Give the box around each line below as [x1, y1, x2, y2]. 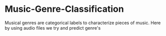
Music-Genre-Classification [5, 3, 124, 15]
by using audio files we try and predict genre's [5, 25, 101, 31]
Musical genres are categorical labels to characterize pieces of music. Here [5, 20, 161, 26]
